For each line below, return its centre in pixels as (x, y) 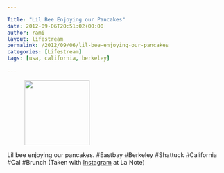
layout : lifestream (35, 39)
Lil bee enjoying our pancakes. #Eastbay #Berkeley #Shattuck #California (112, 155)
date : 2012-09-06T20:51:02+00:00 (55, 26)
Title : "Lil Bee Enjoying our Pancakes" (67, 19)
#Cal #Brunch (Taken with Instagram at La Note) (76, 162)
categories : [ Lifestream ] (44, 52)
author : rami (26, 33)
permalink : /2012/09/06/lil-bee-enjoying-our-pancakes (88, 46)
